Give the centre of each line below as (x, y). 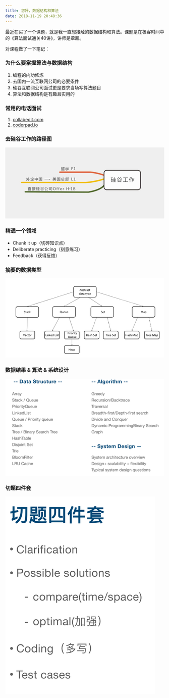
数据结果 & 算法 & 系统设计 (37, 370)
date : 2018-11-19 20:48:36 (34, 16)
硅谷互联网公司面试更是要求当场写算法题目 (57, 87)
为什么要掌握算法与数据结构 (39, 63)
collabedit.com (28, 120)
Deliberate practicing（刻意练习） (48, 249)
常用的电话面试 (23, 108)
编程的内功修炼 (28, 75)
